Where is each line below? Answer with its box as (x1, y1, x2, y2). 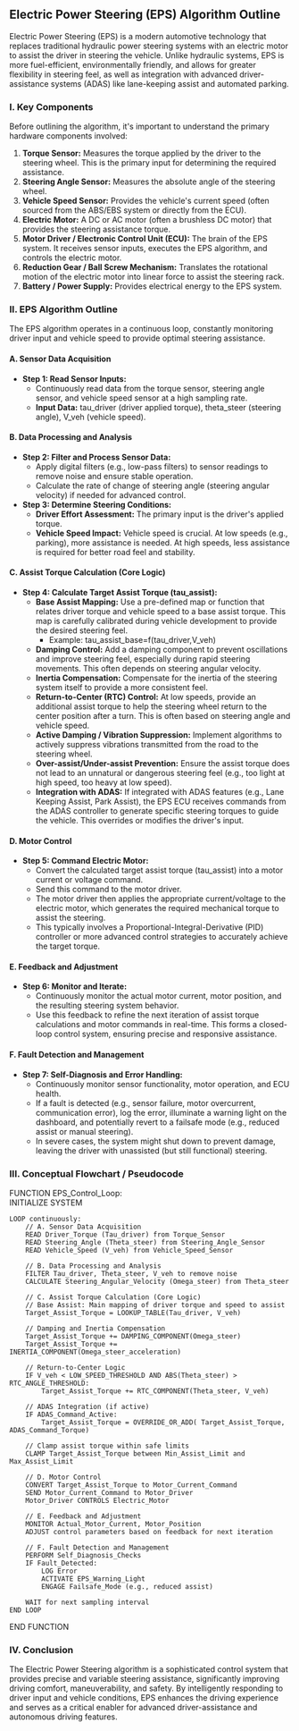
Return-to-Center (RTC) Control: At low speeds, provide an (35, 692, 257, 703)
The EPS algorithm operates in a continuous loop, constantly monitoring (9, 324, 274, 334)
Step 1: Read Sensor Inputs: (21, 373, 127, 384)
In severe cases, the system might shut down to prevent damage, (35, 1136, 277, 1146)
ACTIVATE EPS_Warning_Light (41, 1574, 145, 1583)
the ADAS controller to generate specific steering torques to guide (35, 806, 279, 816)
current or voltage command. (35, 874, 144, 885)
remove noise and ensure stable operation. (35, 470, 194, 481)
